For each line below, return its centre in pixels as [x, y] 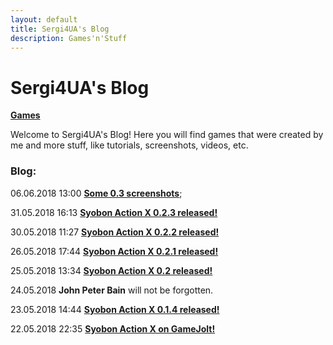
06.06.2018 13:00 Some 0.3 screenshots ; [96, 193]
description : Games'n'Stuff [69, 38]
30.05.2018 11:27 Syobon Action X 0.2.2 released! [115, 232]
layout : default [44, 19]
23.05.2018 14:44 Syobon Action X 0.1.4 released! [115, 309]
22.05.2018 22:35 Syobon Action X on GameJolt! [113, 328]
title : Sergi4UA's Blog [60, 29]
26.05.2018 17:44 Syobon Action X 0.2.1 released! [114, 251]
